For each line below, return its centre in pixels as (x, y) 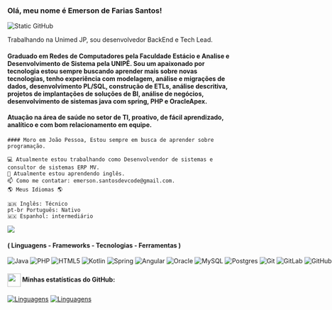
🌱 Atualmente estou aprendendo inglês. (66, 174)
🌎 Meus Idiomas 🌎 (35, 190)
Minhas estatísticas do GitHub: (69, 279)
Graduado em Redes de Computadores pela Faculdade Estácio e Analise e (118, 56)
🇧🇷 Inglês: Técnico (38, 204)
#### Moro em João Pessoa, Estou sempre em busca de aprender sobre (111, 140)
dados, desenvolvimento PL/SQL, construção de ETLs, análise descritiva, (118, 86)
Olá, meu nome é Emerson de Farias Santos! (85, 11)
